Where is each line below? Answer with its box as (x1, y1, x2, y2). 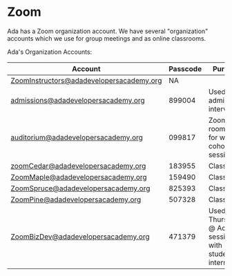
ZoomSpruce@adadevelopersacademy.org (10, 184, 151, 193)
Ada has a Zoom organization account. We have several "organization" (7, 27, 209, 35)
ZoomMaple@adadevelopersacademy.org (10, 172, 147, 181)
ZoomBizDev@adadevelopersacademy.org (10, 232, 150, 241)
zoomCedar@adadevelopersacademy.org (10, 161, 146, 170)
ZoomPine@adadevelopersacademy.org (10, 195, 142, 204)
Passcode (168, 63, 202, 73)
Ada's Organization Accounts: (7, 48, 93, 56)
